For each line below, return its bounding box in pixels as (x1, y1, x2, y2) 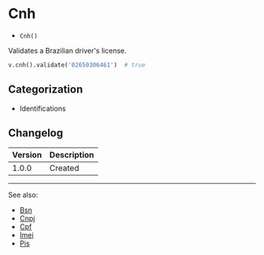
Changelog (8, 126, 64, 140)
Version (12, 150, 42, 161)
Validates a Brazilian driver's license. (8, 46, 127, 55)
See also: (8, 190, 38, 200)
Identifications (19, 104, 67, 113)
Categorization (8, 83, 83, 97)
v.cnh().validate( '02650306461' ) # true (8, 60, 146, 69)
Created (49, 162, 80, 173)
